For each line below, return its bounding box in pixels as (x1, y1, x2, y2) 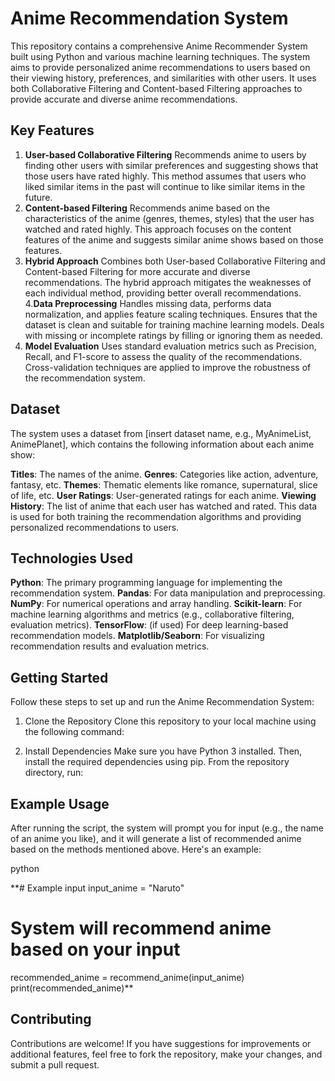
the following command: (24, 726, 125, 738)
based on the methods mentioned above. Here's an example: (10, 843, 262, 855)
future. (24, 191, 53, 203)
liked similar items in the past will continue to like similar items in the (24, 180, 306, 192)
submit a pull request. (10, 1058, 100, 1071)
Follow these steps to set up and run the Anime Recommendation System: (10, 696, 315, 708)
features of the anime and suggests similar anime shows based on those (24, 233, 324, 246)
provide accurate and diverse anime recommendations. (10, 93, 238, 105)
